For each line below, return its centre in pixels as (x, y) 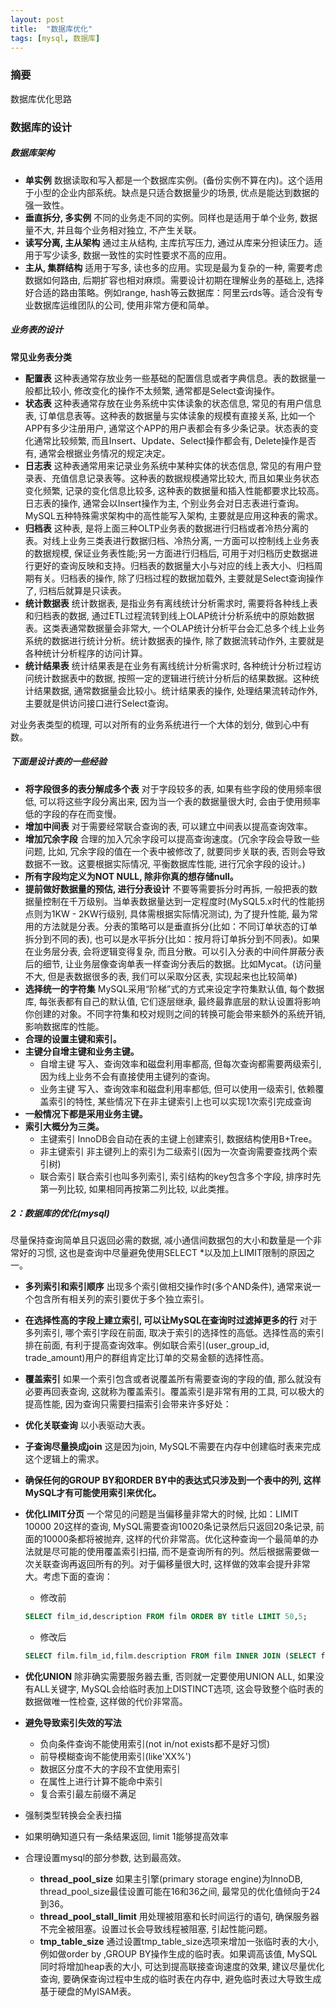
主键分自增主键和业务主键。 (82, 1051)
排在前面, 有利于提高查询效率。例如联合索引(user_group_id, (147, 1345)
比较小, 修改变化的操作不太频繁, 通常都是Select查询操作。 (161, 390)
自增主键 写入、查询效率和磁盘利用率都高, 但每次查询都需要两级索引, (180, 1063)
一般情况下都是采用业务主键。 (86, 1113)
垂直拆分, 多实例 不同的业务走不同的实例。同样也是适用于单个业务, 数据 (171, 217)
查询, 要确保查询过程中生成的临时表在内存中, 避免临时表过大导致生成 (180, 1979)
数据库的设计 (41, 127)
